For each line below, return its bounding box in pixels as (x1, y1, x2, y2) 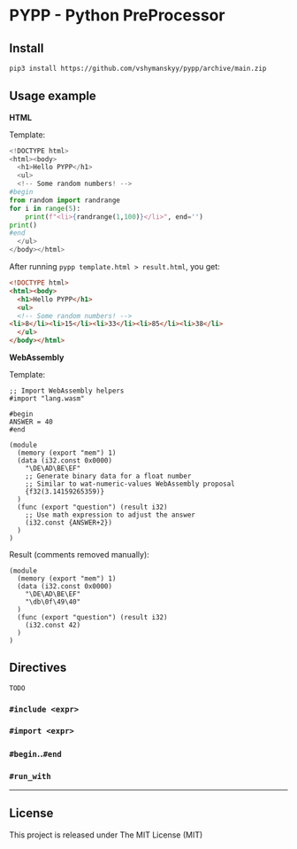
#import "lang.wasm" (9, 394, 86, 403)
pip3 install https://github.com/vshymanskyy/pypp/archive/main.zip (9, 64, 267, 73)
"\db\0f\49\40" (25, 597, 81, 607)
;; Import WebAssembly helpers (9, 386, 125, 395)
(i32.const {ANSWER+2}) (25, 518, 113, 527)
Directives (9, 660, 67, 675)
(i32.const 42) (25, 621, 81, 630)
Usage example (9, 89, 97, 104)
